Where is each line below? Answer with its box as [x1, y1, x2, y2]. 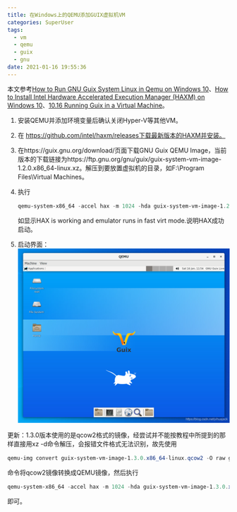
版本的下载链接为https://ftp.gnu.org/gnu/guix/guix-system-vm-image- [17, 155, 222, 163]
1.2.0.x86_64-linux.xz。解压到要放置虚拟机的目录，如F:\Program [17, 163, 205, 172]
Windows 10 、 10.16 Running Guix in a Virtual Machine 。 [7, 101, 169, 109]
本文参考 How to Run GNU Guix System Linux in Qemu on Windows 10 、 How [7, 85, 229, 93]
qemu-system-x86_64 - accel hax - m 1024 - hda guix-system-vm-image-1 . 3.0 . [7, 483, 229, 490]
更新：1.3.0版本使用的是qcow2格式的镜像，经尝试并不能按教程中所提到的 [7, 431, 220, 439]
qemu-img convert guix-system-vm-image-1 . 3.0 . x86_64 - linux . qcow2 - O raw [7, 454, 226, 462]
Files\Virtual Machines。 [17, 172, 88, 181]
